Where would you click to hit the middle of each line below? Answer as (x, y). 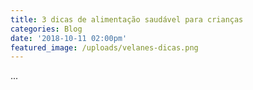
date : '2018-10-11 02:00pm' (69, 38)
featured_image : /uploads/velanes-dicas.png (104, 47)
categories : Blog (46, 29)
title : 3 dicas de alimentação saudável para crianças (127, 19)
